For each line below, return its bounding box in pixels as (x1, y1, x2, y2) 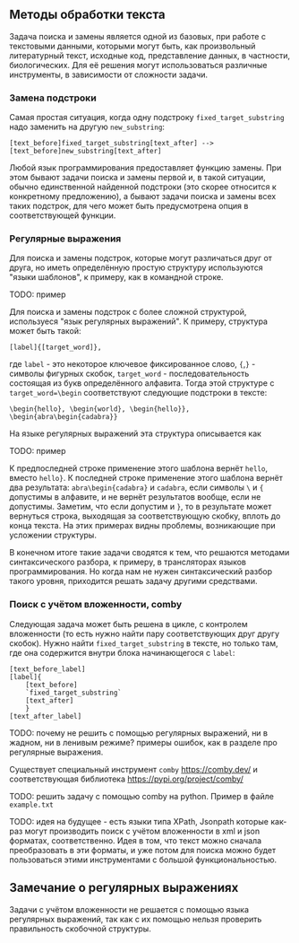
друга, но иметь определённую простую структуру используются (9, 262, 263, 273)
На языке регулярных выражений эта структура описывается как (9, 428, 262, 439)
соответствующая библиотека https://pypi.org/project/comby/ (9, 773, 243, 784)
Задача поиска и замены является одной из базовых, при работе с (9, 31, 267, 41)
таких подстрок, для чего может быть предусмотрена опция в (9, 201, 249, 212)
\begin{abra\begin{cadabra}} (9, 413, 118, 422)
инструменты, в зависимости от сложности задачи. (9, 69, 209, 80)
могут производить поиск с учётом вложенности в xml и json (24, 825, 261, 836)
